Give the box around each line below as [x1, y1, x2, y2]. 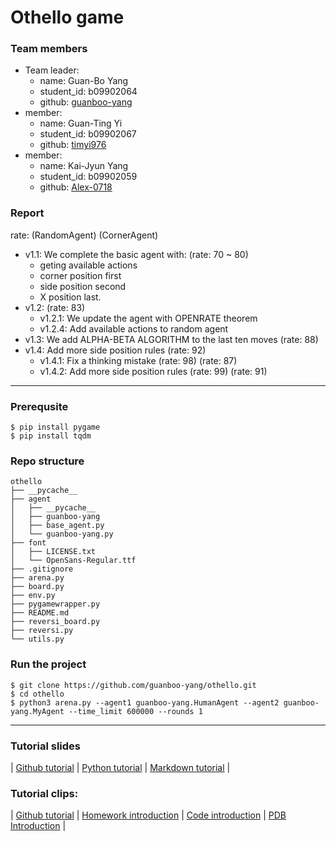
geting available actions [39, 259, 138, 271]
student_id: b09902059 [39, 171, 138, 183]
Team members [10, 42, 88, 56]
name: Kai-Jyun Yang [39, 160, 129, 172]
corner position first [39, 269, 122, 281]
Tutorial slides [10, 739, 81, 753]
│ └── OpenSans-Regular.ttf [10, 556, 137, 566]
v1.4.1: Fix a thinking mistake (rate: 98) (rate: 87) [39, 354, 238, 366]
